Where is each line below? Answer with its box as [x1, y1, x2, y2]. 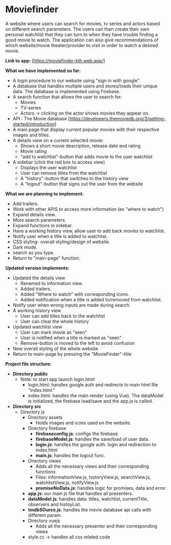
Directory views [28, 457, 61, 464]
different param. [28, 512, 62, 518]
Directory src [12, 403, 42, 409]
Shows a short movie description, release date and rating [20, 142, 141, 149]
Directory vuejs [28, 517, 60, 524]
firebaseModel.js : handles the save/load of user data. [35, 436, 150, 442]
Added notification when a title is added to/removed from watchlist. [20, 296, 162, 302]
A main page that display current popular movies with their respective [12, 126, 159, 133]
